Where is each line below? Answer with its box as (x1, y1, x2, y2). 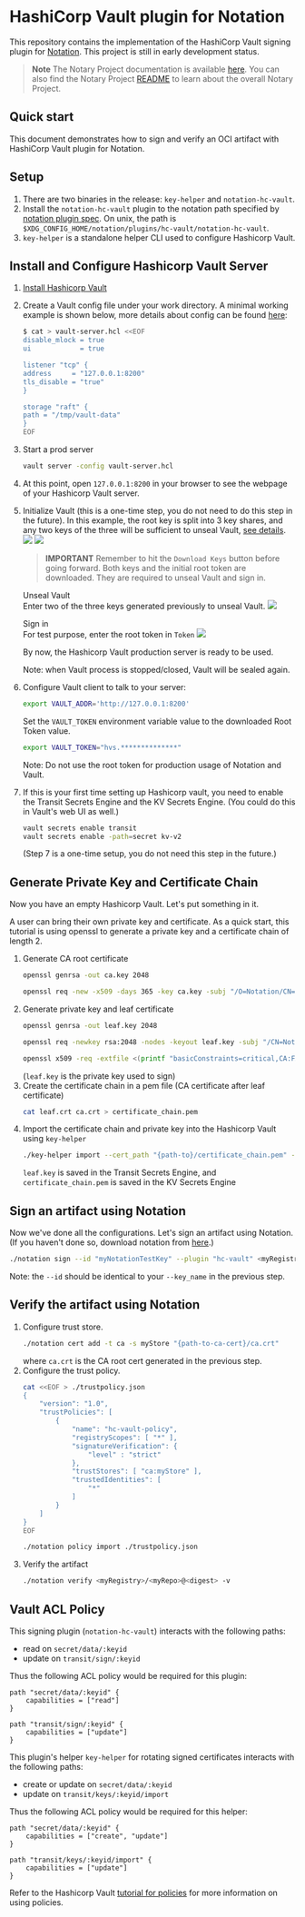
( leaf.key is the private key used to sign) (22, 1070, 176, 1082)
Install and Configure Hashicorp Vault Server (9, 258, 269, 273)
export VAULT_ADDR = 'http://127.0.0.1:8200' (22, 699, 191, 708)
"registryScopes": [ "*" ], (71, 1433, 178, 1442)
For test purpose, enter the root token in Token (22, 628, 195, 639)
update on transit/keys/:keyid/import (22, 1789, 170, 1799)
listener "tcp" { (22, 361, 89, 370)
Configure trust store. (22, 1321, 103, 1332)
